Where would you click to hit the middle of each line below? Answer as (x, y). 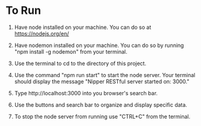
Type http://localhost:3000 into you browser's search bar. (86, 93)
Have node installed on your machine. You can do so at (83, 27)
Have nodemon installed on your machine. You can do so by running (99, 45)
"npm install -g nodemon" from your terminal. (71, 51)
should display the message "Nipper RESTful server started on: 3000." (102, 81)
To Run (23, 11)
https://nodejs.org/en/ (42, 33)
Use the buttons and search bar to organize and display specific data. (101, 105)
